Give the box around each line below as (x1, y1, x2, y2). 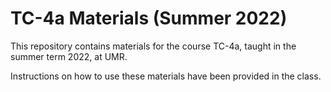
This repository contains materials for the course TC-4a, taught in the (10, 40, 297, 52)
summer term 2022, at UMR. (10, 50, 128, 62)
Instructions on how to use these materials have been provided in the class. (10, 70, 322, 82)
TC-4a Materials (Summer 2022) (10, 7, 288, 30)
